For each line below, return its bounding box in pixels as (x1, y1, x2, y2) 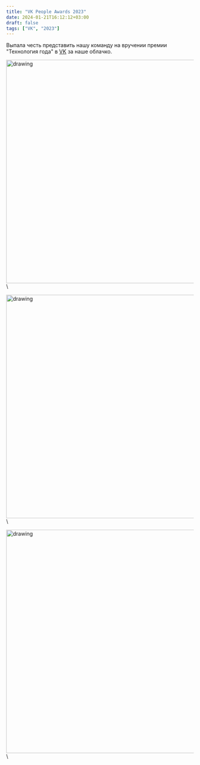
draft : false (6, 20, 39, 26)
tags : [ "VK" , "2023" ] (6, 25, 60, 32)
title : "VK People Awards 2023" (6, 8, 86, 15)
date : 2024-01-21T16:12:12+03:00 (6, 14, 89, 20)
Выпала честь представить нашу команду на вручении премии (6, 42, 167, 49)
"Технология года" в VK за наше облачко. (6, 48, 112, 55)
